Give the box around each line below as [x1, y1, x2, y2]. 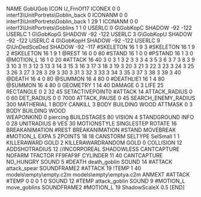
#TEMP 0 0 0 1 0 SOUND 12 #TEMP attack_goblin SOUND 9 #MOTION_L [6, 177, 185, 184]
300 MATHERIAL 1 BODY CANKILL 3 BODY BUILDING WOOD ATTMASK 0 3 [6, 101, 193, 108]
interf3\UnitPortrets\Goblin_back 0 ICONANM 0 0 [6, 11, 128, 19]
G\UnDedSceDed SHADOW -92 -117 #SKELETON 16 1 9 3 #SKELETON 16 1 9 [6, 43, 195, 50]
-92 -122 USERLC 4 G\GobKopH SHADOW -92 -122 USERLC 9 [6, 37, 161, 44]
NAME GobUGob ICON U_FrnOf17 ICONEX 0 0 [6, 5, 121, 12]
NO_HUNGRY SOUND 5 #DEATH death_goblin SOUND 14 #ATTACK [6, 159, 173, 165]
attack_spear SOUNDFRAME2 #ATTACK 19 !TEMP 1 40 [6, 165, 142, 172]
